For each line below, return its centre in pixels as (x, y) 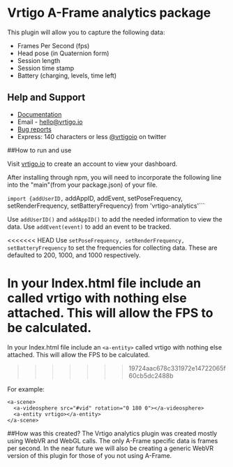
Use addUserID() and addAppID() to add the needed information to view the (115, 219)
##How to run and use (39, 150)
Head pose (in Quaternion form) (63, 53)
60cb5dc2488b (151, 375)
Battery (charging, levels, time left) (67, 76)
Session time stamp (46, 68)
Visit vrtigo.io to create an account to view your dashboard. (92, 164)
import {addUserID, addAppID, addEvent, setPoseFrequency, (95, 198)
